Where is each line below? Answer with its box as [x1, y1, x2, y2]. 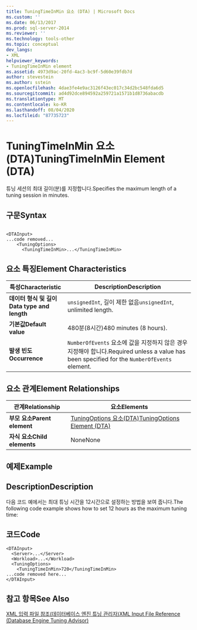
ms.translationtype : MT [6, 96, 64, 102]
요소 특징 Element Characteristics [6, 264, 127, 274]
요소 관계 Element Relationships [6, 384, 120, 394]
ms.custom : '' [6, 14, 41, 20]
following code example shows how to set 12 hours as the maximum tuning [6, 505, 187, 512]
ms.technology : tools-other [6, 36, 75, 42]
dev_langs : [6, 47, 33, 53]
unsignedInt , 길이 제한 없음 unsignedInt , [67, 298, 174, 306]
